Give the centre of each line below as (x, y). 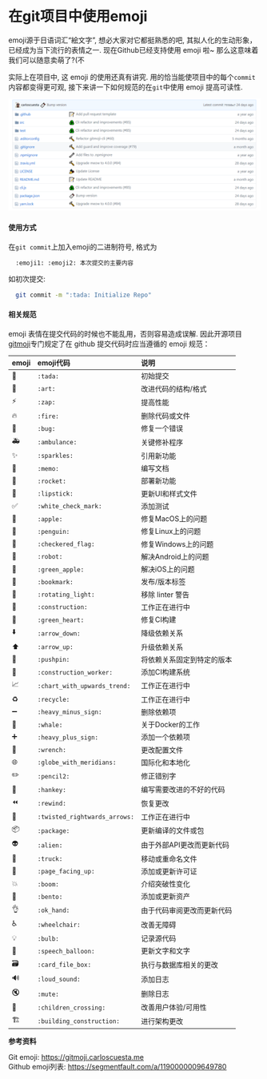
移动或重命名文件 (169, 858)
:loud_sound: (59, 980)
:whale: (50, 725)
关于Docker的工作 (170, 725)
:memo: (48, 468)
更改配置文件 (162, 750)
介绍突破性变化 (165, 884)
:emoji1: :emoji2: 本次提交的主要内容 (75, 263)
